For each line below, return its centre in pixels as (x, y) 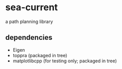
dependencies (29, 38)
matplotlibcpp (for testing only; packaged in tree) (65, 61)
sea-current (32, 7)
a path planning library (29, 21)
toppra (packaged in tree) (40, 55)
